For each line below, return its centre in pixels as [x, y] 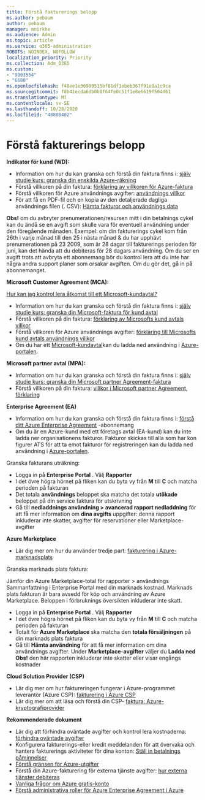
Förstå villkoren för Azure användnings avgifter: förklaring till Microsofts [106, 332]
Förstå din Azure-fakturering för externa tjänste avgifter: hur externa [101, 771]
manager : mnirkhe [28, 29]
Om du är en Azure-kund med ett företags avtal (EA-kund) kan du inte [103, 432]
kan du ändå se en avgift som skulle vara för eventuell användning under [98, 225]
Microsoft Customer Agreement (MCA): [58, 282]
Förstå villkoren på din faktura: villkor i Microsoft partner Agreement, [101, 388]
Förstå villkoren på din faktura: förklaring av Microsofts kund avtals [99, 319]
